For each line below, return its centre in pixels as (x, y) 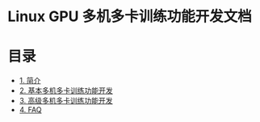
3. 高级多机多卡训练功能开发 (66, 101)
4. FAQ (30, 110)
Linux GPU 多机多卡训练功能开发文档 (130, 17)
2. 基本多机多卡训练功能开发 (66, 90)
